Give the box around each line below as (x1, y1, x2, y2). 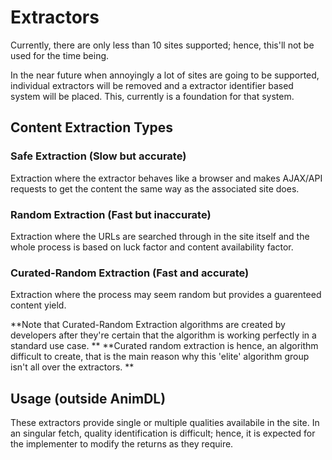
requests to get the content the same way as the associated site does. (10, 182, 300, 195)
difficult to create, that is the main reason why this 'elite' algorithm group (10, 351, 310, 363)
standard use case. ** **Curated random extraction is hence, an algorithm (10, 340, 319, 352)
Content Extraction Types (10, 119, 174, 136)
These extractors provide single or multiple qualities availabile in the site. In (10, 417, 320, 429)
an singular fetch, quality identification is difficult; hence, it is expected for (10, 427, 316, 440)
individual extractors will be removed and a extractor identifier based (10, 79, 294, 91)
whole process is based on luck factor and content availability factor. (10, 241, 294, 253)
